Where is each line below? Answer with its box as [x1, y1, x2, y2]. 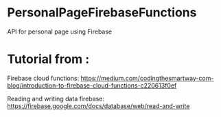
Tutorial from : [7, 51, 90, 67]
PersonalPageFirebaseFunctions [7, 5, 197, 21]
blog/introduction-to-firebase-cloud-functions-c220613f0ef [7, 81, 177, 90]
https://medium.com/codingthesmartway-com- [80, 74, 214, 82]
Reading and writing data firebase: [7, 94, 105, 103]
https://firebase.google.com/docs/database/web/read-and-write [7, 101, 190, 110]
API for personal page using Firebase [7, 27, 113, 36]
